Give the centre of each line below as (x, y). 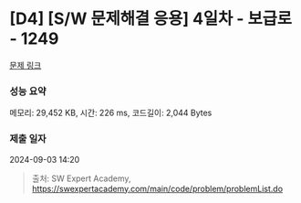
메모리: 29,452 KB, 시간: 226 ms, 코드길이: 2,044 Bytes (111, 113)
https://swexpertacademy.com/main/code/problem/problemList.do (157, 188)
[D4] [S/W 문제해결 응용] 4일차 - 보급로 (151, 19)
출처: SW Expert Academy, (81, 178)
